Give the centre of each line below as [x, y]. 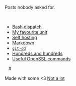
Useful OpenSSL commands [41, 59]
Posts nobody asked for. [30, 7]
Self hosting [24, 37]
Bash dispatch [27, 27]
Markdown [23, 43]
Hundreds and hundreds [37, 53]
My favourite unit [30, 32]
